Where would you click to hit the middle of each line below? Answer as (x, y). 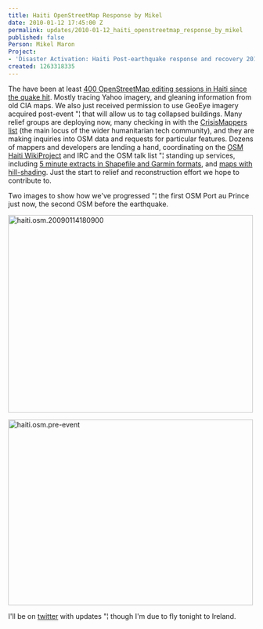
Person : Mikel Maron (42, 45)
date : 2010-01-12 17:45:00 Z (56, 23)
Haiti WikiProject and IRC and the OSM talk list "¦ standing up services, (122, 155)
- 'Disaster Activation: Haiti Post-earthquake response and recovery (126, 60)
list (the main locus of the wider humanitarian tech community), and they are (131, 130)
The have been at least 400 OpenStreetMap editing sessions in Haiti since (128, 89)
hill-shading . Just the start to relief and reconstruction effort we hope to (124, 172)
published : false (36, 37)
